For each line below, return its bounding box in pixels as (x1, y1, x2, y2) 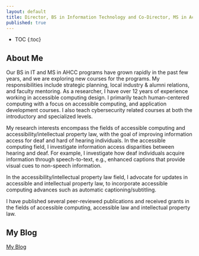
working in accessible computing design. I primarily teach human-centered (6, 94, 190, 101)
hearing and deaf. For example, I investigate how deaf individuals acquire (6, 149, 185, 157)
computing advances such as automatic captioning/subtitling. (6, 186, 157, 193)
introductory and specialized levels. (6, 113, 93, 120)
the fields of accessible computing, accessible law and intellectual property (6, 204, 191, 211)
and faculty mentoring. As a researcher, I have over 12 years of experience (6, 88, 188, 95)
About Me (6, 53, 43, 63)
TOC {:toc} (14, 36, 41, 43)
